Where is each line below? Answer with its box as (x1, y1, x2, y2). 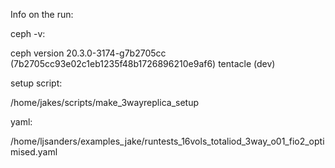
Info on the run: (10, 9, 74, 20)
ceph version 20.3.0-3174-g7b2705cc (10, 47, 167, 59)
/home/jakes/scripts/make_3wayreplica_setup (10, 97, 199, 108)
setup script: (10, 77, 63, 89)
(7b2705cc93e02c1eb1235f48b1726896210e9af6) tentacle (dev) (10, 58, 276, 69)
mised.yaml (10, 146, 58, 158)
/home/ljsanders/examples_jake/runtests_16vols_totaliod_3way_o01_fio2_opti (10, 135, 325, 147)
